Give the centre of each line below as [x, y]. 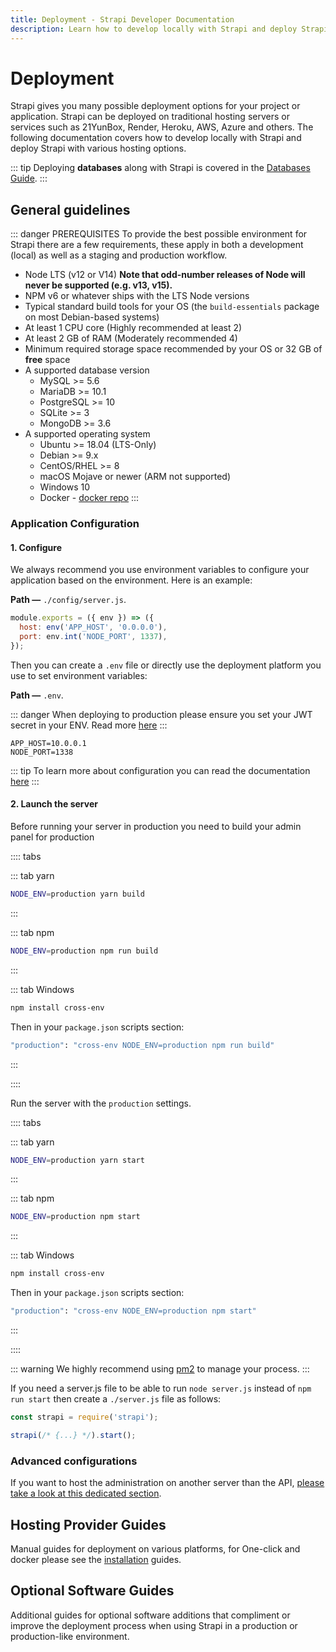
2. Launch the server [54, 804]
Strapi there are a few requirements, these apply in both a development [157, 245]
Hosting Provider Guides [88, 1524]
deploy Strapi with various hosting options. [98, 148]
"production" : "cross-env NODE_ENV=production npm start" [133, 1311]
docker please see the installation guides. [96, 1559]
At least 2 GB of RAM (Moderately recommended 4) [131, 338]
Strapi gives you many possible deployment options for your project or [155, 106]
